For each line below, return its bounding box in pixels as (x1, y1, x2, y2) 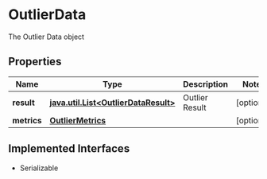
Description (182, 78, 229, 89)
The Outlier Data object (8, 32, 85, 41)
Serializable (19, 163, 59, 173)
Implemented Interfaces (8, 142, 130, 156)
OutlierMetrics (49, 115, 106, 126)
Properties (8, 55, 62, 68)
